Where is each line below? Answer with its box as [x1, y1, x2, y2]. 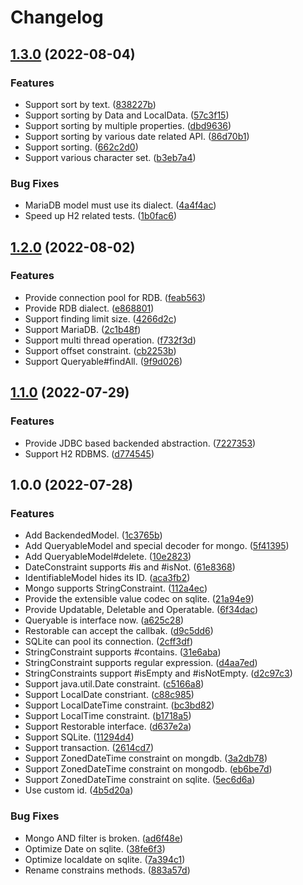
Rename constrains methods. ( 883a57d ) [24, 864, 191, 876]
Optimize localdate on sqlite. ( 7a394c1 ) [24, 853, 186, 865]
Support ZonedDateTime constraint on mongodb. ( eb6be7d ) [24, 763, 273, 775]
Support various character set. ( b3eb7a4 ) [24, 151, 197, 163]
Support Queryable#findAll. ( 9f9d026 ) [24, 355, 183, 367]
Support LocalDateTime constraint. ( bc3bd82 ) [24, 699, 215, 711]
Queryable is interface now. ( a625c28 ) [24, 614, 185, 626]
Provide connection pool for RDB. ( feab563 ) [24, 291, 207, 303]
